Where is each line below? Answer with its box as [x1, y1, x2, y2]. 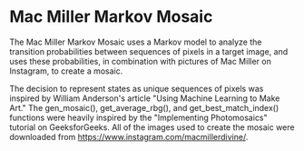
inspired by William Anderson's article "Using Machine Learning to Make [9, 93, 280, 104]
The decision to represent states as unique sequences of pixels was [9, 83, 264, 94]
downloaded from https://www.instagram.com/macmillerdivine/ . [9, 131, 249, 142]
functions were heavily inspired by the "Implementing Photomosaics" [9, 112, 268, 123]
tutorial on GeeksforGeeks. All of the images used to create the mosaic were [9, 121, 295, 133]
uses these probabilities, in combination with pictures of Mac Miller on [9, 55, 272, 66]
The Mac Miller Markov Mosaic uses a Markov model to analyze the [9, 36, 262, 47]
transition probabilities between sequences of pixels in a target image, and [9, 45, 289, 56]
